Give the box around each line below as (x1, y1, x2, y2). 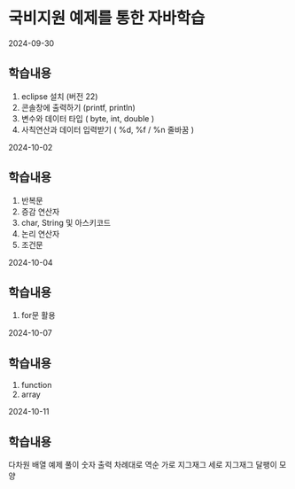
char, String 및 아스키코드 (20, 217, 112, 228)
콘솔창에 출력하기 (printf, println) (20, 102, 136, 113)
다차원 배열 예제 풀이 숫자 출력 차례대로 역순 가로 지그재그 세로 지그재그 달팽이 (8, 460, 278, 470)
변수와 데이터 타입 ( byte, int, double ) (20, 113, 155, 124)
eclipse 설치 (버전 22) (20, 90, 98, 102)
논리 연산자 (20, 228, 60, 239)
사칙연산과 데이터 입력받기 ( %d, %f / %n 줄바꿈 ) (20, 124, 194, 135)
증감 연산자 (20, 206, 60, 217)
